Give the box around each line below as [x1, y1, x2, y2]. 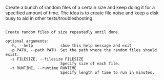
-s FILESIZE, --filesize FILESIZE [10, 56, 84, 62]
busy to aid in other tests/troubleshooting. [5, 15, 94, 21]
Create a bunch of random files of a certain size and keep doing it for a [5, 5, 155, 10]
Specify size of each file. [60, 61, 120, 66]
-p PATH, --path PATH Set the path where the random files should [10, 48, 157, 53]
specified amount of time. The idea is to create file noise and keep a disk [5, 10, 159, 16]
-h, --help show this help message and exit [10, 43, 132, 48]
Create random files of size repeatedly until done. [5, 30, 120, 35]
